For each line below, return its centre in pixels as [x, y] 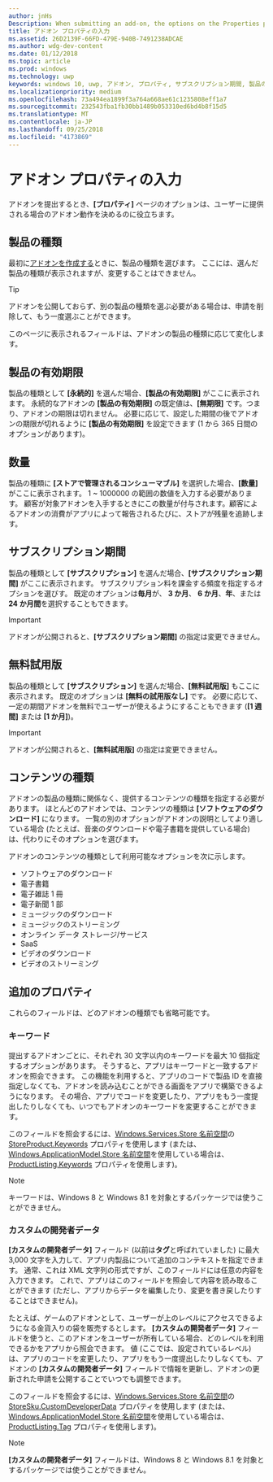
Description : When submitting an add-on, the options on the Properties [134, 24]
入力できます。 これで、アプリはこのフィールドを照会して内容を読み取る [130, 1280]
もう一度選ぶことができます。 [86, 316]
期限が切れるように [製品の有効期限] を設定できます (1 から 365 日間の [140, 424]
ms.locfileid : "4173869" [50, 137]
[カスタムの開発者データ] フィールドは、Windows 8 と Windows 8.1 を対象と [136, 1459]
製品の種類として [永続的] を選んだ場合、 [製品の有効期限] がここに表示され [134, 393]
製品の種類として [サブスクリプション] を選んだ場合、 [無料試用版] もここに [134, 686]
